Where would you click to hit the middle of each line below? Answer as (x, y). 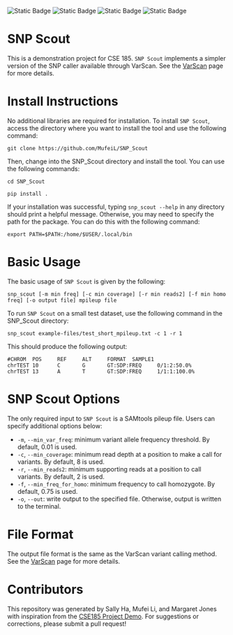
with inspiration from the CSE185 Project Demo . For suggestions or (103, 616)
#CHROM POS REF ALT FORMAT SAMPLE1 (81, 359)
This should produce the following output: (67, 346)
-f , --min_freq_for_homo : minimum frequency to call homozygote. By (116, 484)
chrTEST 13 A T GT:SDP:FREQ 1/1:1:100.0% (101, 371)
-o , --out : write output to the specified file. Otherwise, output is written (119, 499)
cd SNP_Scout (26, 182)
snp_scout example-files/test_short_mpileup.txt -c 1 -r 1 (95, 333)
